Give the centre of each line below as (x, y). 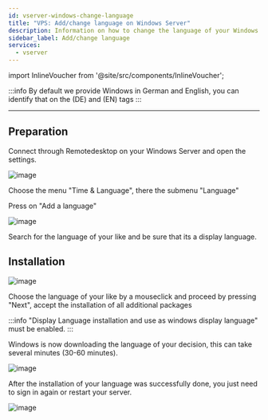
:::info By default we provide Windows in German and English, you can (124, 91)
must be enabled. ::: (41, 328)
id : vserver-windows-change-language (71, 16)
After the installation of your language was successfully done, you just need (133, 383)
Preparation (38, 132)
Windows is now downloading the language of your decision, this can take (130, 344)
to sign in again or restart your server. (70, 392)
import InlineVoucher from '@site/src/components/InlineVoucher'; (116, 75)
